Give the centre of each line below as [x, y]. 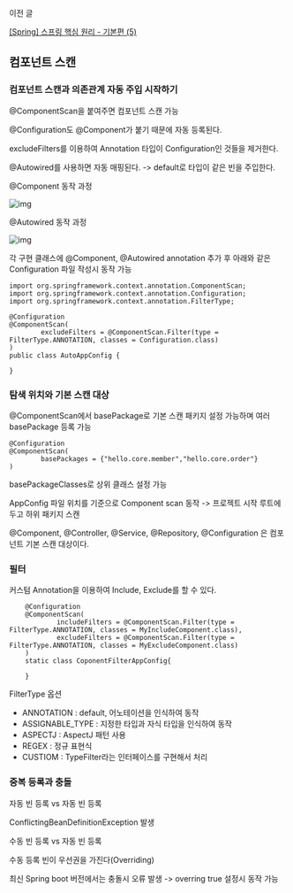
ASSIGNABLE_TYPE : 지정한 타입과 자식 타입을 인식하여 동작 [127, 724]
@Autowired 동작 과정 [48, 222]
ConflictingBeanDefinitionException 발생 [82, 822]
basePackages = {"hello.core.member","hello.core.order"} [150, 458]
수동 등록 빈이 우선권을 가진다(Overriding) [82, 859]
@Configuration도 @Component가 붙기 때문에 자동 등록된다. [116, 129]
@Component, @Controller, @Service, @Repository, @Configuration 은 [139, 533]
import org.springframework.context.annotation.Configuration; [128, 293]
